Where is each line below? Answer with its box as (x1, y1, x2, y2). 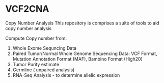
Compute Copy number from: (5, 35, 67, 41)
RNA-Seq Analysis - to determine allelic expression (12, 72, 120, 78)
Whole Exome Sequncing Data (12, 45, 77, 51)
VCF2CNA (5, 3, 49, 15)
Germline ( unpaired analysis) (12, 67, 75, 73)
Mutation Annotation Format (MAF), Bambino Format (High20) (12, 56, 143, 62)
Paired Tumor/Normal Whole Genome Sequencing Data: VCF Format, (12, 50, 157, 57)
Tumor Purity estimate (12, 61, 60, 67)
